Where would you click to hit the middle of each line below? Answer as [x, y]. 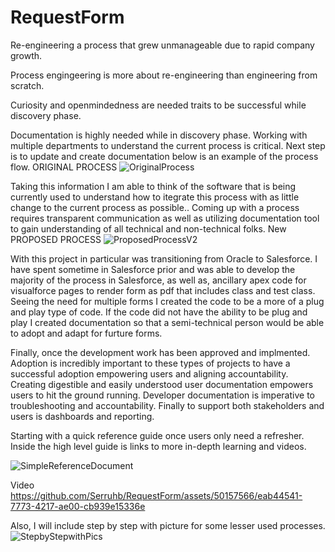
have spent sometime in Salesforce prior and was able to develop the [153, 269]
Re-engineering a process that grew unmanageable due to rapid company [162, 45]
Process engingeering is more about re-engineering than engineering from [164, 75]
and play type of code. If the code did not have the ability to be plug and [159, 312]
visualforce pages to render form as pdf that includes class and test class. [163, 290]
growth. [26, 55]
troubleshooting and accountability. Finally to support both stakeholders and [167, 405]
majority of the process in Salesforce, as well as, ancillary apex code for [158, 280]
